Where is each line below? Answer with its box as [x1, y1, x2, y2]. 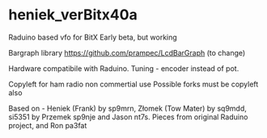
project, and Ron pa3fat [8, 120, 87, 130]
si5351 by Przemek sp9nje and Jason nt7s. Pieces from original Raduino [8, 111, 248, 122]
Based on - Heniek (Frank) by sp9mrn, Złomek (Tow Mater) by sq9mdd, [8, 103, 247, 113]
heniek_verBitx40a [8, 6, 138, 24]
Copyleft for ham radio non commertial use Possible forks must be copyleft [8, 79, 259, 89]
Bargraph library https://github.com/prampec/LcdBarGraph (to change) [8, 48, 246, 57]
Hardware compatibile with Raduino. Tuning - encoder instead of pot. [8, 63, 239, 73]
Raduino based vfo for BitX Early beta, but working [8, 32, 178, 42]
